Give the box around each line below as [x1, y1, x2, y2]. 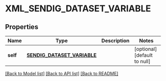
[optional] [134, 45, 157, 52]
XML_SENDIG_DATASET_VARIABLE [5, 3, 151, 14]
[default [134, 52, 153, 58]
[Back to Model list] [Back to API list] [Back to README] [5, 71, 119, 77]
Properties [5, 23, 39, 31]
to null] [134, 58, 151, 65]
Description [101, 38, 130, 44]
